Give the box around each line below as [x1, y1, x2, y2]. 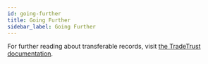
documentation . [7, 49, 54, 58]
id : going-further [7, 10, 61, 17]
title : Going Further [7, 17, 71, 24]
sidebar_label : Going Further [7, 23, 97, 30]
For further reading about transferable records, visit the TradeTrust [7, 42, 201, 51]
